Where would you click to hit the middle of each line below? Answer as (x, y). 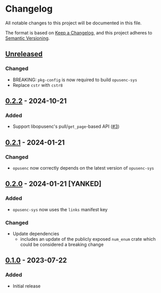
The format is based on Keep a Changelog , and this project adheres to (79, 32)
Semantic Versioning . (27, 38)
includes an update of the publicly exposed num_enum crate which (88, 239)
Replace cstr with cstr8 (38, 85)
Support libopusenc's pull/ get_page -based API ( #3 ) (66, 126)
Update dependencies (36, 234)
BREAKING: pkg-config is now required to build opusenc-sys (75, 80)
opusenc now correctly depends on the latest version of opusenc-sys (83, 168)
